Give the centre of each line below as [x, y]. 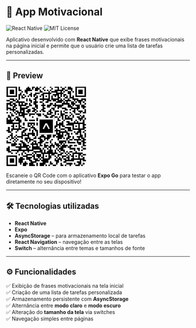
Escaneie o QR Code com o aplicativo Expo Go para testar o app [84, 175]
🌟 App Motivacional [55, 12]
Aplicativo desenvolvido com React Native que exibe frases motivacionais [95, 39]
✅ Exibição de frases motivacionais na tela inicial [65, 286]
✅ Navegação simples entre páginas [50, 319]
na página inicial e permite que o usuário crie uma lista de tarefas [85, 46]
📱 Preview [24, 76]
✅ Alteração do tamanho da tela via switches [61, 312]
